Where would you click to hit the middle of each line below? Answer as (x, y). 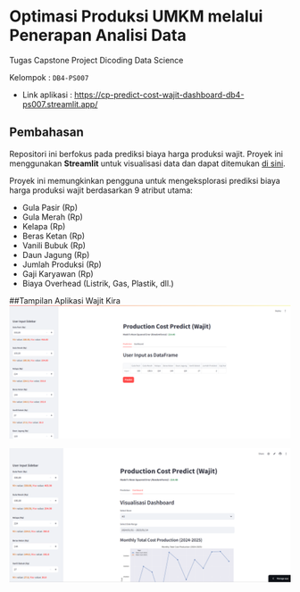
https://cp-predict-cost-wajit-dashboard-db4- (159, 95)
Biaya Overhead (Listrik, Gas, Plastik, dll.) (98, 283)
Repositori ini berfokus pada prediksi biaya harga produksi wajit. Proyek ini (146, 154)
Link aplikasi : (47, 95)
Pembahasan (47, 133)
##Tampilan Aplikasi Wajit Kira (65, 300)
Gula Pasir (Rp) (50, 207)
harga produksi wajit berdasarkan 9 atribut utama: (101, 190)
